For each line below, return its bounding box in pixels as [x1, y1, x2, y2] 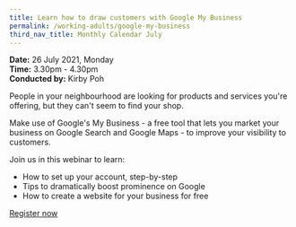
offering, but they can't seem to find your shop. [9, 100, 184, 111]
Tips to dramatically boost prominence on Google [22, 181, 206, 192]
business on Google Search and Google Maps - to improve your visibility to [9, 127, 287, 138]
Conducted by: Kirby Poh [9, 74, 105, 84]
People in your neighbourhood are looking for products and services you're [9, 91, 288, 101]
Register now [9, 208, 58, 219]
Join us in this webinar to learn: [9, 154, 126, 165]
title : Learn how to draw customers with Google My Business [9, 13, 243, 22]
